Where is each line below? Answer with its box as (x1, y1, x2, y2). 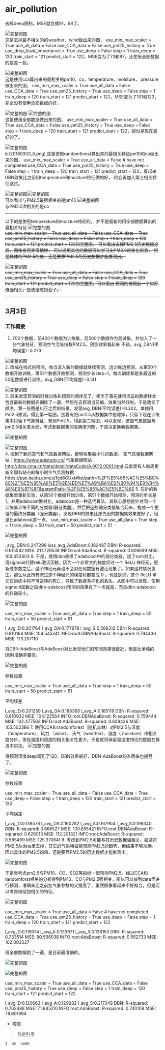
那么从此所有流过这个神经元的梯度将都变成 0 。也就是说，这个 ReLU (13, 572, 151, 578)
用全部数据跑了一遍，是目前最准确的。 (5, 949, 82, 955)
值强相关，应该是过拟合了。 (5, 286, 61, 292)
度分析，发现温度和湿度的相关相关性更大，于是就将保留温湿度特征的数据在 (5, 737, 156, 742)
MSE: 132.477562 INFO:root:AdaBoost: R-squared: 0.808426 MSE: (5, 718, 140, 724)
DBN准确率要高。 (5, 652, 40, 658)
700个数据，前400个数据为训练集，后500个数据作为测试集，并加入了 (12, 335, 153, 341)
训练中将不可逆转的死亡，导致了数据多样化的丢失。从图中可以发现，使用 (13, 578, 160, 584)
